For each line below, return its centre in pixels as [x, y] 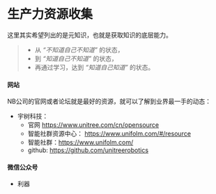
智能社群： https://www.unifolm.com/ [80, 142]
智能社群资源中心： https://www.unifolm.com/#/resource [109, 134]
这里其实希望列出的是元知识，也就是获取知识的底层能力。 [90, 35]
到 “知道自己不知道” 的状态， [76, 58]
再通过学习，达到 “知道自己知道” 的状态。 [94, 67]
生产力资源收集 [50, 14]
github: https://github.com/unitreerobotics [88, 150]
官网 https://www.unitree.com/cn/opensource [93, 125]
